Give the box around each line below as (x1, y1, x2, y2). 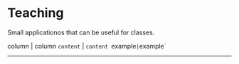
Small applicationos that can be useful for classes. (7, 28, 155, 37)
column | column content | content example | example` (7, 41, 166, 50)
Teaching (7, 5, 64, 21)
